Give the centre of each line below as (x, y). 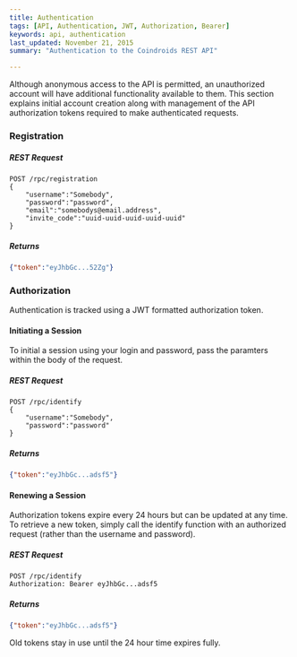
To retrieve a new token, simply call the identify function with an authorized (148, 524)
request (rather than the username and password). (102, 534)
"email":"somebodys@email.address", (94, 211)
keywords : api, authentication (68, 34)
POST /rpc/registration (54, 179)
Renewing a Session (48, 495)
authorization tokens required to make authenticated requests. (124, 113)
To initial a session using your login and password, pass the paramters (139, 350)
